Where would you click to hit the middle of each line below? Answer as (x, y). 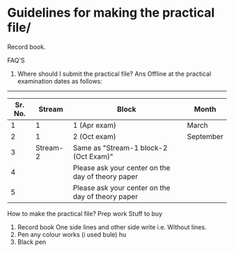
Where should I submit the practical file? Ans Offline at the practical (114, 74)
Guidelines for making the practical (111, 13)
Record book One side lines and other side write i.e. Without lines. (112, 227)
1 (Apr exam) (95, 125)
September (205, 136)
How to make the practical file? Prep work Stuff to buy (85, 213)
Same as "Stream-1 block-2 (120, 147)
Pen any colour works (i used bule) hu (72, 234)
